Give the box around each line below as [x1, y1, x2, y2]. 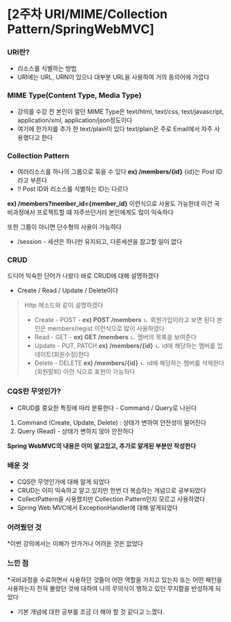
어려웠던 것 [7, 522, 42, 532]
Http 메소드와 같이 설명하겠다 [24, 301, 104, 310]
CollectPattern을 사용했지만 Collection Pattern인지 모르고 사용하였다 [17, 495, 205, 503]
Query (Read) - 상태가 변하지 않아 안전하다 [17, 426, 134, 435]
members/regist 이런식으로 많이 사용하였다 [47, 324, 165, 332]
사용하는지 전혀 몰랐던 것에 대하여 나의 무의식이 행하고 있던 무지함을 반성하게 [7, 584, 214, 592]
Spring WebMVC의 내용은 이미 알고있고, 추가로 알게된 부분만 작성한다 [7, 442, 196, 450]
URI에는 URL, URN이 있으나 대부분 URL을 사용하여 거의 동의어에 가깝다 [17, 73, 210, 82]
